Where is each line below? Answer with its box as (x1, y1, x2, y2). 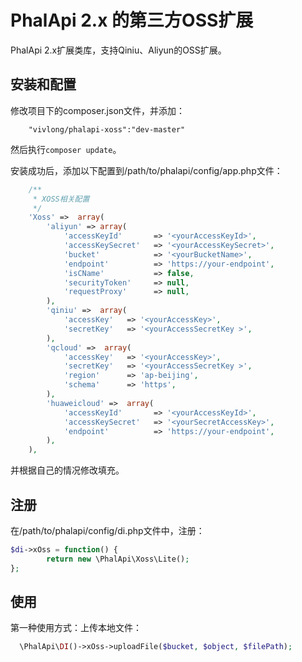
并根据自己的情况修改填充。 (10, 464, 125, 476)
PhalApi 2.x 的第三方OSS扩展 (10, 9, 254, 32)
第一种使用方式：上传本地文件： (10, 622, 142, 634)
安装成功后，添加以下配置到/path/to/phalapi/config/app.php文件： (10, 164, 283, 176)
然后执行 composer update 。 (10, 143, 122, 155)
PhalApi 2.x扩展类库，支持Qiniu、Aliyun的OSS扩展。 (10, 44, 227, 56)
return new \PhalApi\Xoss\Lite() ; (46, 554, 190, 564)
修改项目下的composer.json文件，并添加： (10, 104, 186, 116)
